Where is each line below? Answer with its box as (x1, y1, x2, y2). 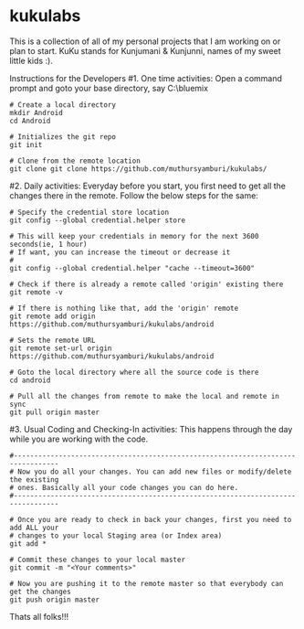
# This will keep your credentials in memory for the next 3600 (9, 231, 259, 240)
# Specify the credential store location (9, 208, 170, 217)
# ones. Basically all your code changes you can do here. (9, 483, 239, 492)
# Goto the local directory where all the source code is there (9, 368, 259, 377)
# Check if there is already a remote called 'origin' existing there (9, 280, 284, 289)
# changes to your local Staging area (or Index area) (9, 531, 223, 540)
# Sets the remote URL (9, 336, 96, 345)
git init (9, 140, 43, 149)
